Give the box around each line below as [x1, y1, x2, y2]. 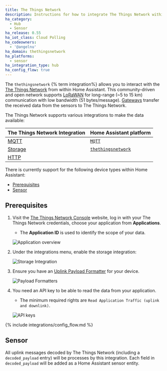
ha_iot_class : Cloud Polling [5, 35, 66, 40]
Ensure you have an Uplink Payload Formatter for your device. [12, 268, 140, 274]
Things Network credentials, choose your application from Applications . [12, 220, 162, 226]
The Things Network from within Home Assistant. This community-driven [5, 87, 155, 92]
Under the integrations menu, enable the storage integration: [12, 249, 137, 255]
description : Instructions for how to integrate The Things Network [5, 12, 150, 17]
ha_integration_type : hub [5, 63, 59, 68]
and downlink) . [19, 302, 51, 308]
